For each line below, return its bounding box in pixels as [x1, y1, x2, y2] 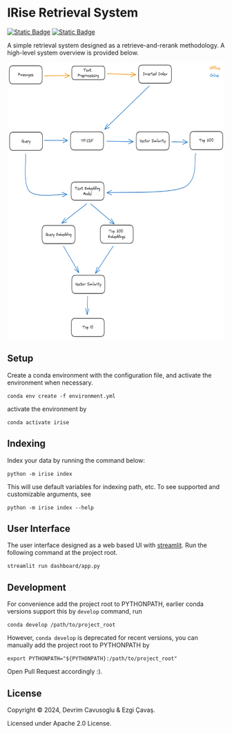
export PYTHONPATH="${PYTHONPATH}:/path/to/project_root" [7, 655, 177, 662]
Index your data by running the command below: [7, 456, 146, 464]
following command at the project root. [7, 549, 118, 557]
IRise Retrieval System [7, 5, 139, 21]
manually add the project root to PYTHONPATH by [7, 641, 150, 650]
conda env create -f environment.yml [7, 392, 116, 399]
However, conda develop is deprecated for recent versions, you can [7, 634, 198, 642]
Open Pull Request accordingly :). [7, 668, 103, 676]
